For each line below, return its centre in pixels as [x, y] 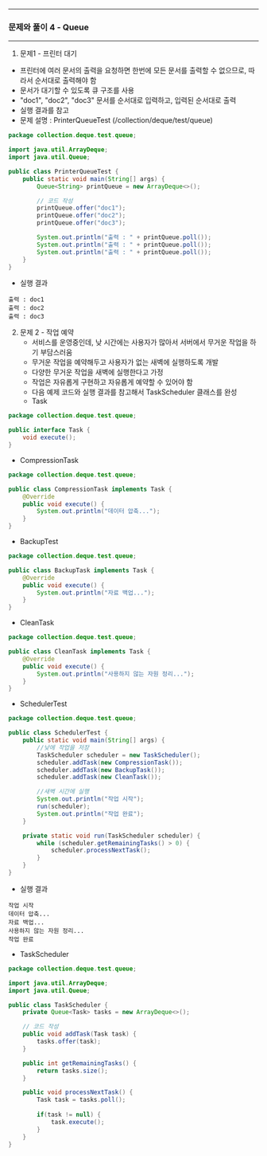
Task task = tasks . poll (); [81, 1100]
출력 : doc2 [26, 308]
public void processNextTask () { [78, 1092]
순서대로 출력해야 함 [66, 80]
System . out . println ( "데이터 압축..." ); [99, 511]
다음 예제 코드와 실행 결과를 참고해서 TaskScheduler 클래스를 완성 [134, 392]
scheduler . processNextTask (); [101, 850]
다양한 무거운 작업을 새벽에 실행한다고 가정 [98, 372]
